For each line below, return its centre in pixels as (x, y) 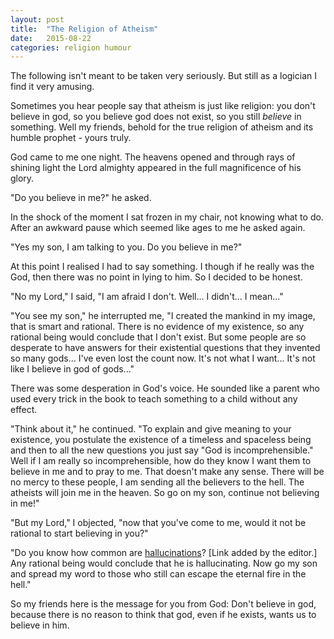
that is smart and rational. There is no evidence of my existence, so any (157, 327)
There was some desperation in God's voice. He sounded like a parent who (165, 388)
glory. (22, 178)
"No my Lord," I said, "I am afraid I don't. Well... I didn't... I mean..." (147, 297)
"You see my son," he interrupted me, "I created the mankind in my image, (163, 316)
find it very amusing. (52, 87)
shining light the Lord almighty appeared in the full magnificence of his (156, 168)
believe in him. (40, 625)
